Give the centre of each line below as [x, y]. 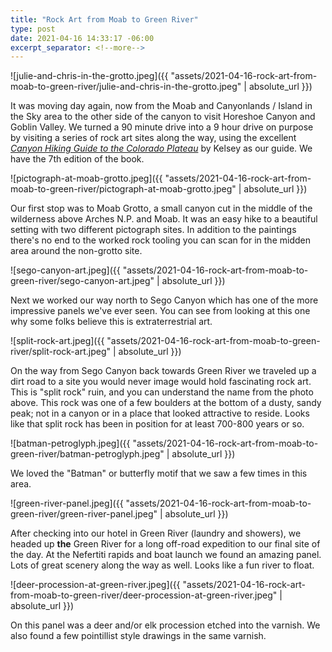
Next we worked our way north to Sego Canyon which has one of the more [164, 300]
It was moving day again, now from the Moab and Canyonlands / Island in [161, 106]
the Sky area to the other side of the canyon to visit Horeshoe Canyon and [163, 117]
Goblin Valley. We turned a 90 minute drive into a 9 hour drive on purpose [162, 127]
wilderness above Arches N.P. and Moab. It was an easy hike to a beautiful [164, 219]
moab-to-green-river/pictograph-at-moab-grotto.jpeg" [123, 189]
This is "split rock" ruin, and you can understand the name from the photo [162, 392]
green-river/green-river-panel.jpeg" [84, 514]
